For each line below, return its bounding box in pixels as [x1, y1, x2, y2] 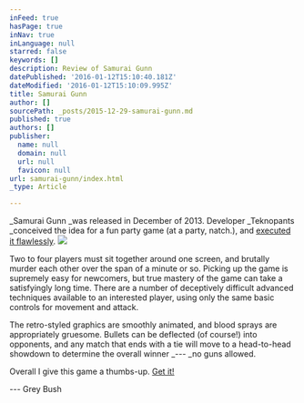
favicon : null [17, 166, 71, 175]
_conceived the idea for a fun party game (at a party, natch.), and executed [9, 225, 291, 237]
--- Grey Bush [9, 384, 62, 395]
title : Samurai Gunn [9, 89, 88, 98]
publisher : [9, 132, 51, 141]
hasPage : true [9, 22, 64, 31]
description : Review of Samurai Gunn [9, 65, 153, 74]
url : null [17, 156, 55, 166]
